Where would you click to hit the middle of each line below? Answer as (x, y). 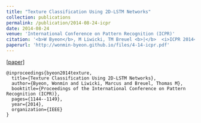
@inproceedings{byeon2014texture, (49, 73)
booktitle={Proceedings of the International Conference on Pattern (99, 88)
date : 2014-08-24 (28, 28)
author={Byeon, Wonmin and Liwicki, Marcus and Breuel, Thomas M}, (98, 83)
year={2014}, (28, 104)
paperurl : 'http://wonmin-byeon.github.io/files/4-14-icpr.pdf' (88, 45)
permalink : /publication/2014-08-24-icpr (59, 23)
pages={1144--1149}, (37, 99)
